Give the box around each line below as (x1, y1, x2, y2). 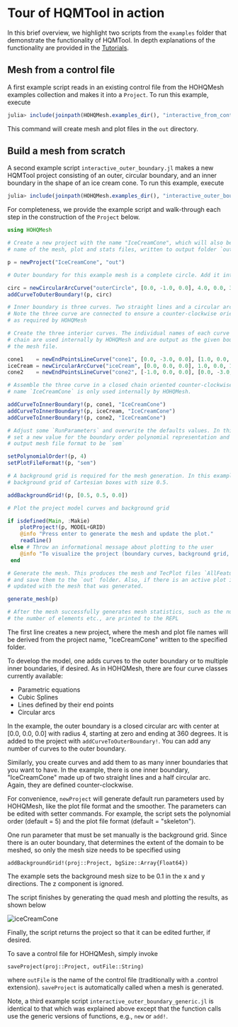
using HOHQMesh (7, 227, 52, 234)
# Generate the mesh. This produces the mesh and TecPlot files (7, 569, 201, 577)
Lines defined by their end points (17, 700, 115, 709)
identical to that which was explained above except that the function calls (7, 1004, 222, 1013)
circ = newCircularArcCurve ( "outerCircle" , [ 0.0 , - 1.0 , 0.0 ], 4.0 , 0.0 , (7, 284, 227, 291)
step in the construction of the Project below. (7, 213, 140, 221)
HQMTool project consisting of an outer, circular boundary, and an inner (7, 172, 217, 180)
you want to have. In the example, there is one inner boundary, (7, 765, 190, 774)
